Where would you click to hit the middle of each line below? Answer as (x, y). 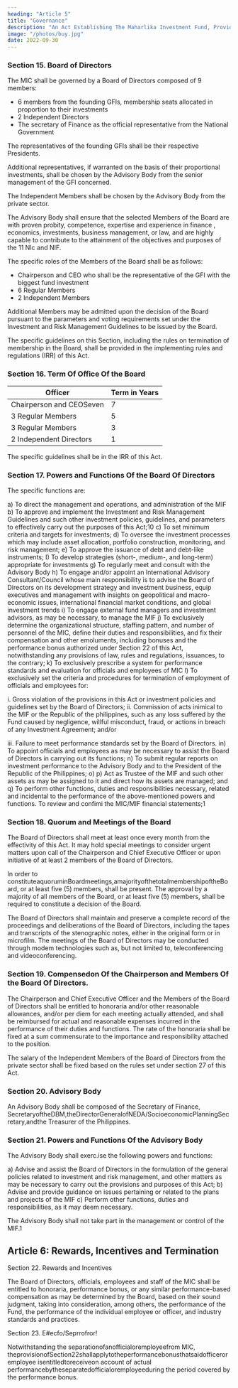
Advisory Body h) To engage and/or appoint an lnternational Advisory (109, 572)
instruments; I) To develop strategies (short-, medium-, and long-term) (110, 557)
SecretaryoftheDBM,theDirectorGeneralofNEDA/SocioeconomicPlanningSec (118, 1114)
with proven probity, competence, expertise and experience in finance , (112, 225)
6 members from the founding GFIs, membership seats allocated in (115, 102)
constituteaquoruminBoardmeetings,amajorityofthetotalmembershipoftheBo (118, 881)
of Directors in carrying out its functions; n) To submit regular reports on (113, 758)
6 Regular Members (46, 290)
